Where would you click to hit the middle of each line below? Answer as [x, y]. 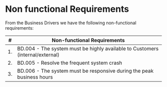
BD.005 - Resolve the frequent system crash [70, 63]
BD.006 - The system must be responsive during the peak [85, 71]
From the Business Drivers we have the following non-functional [71, 23]
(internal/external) [38, 54]
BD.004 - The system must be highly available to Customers [88, 48]
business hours [35, 77]
